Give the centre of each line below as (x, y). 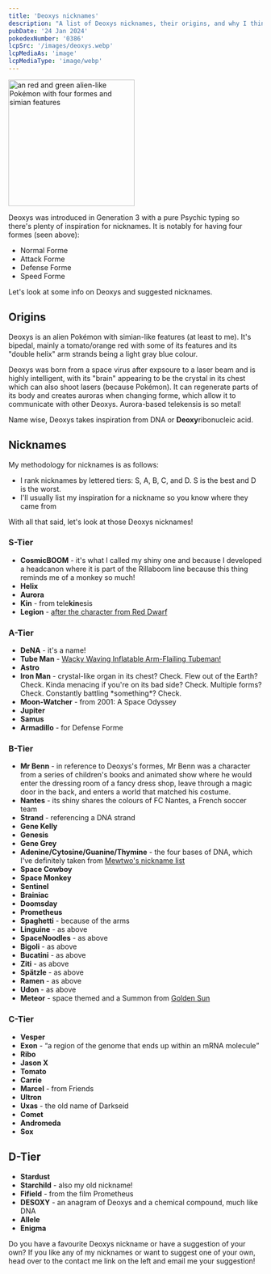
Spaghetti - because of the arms (75, 921)
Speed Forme (43, 276)
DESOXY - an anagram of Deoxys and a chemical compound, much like (139, 1202)
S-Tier (21, 543)
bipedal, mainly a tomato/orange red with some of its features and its (123, 345)
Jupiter (33, 711)
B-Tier (21, 749)
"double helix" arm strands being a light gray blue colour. (103, 353)
